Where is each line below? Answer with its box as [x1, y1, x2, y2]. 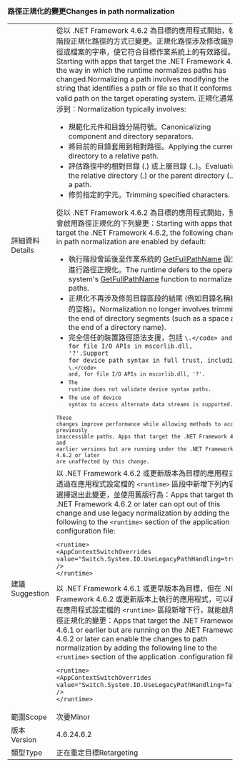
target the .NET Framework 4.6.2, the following [56, 228, 214, 238]
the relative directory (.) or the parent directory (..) [68, 171, 236, 181]
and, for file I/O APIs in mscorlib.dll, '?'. [68, 371, 206, 378]
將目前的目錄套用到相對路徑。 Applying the [68, 141, 211, 151]
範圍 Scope [11, 712, 48, 722]
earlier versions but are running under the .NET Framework [56, 446, 234, 453]
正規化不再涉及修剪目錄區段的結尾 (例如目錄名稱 [68, 294, 231, 304]
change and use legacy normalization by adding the [56, 508, 230, 518]
